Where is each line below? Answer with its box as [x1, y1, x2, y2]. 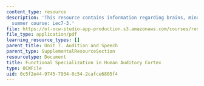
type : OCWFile [6, 65, 42, 71]
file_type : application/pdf [6, 31, 78, 38]
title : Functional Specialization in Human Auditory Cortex [6, 59, 162, 65]
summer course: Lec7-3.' [12, 20, 75, 26]
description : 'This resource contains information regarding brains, [6, 15, 186, 21]
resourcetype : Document [6, 54, 67, 60]
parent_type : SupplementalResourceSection [6, 48, 115, 55]
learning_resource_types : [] [6, 37, 80, 43]
